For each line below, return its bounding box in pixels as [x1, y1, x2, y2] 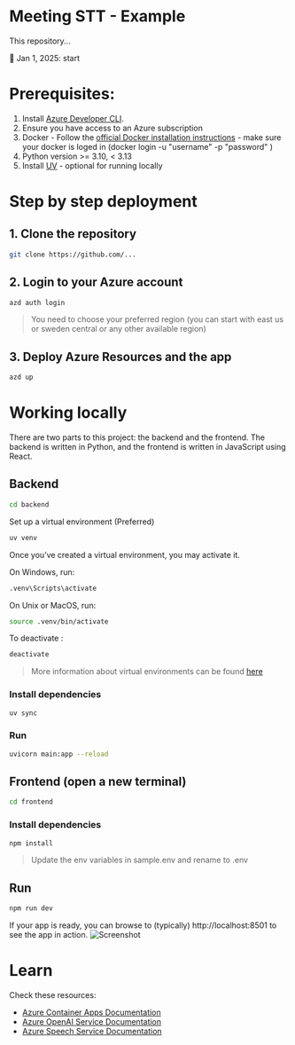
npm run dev [9, 904, 53, 913]
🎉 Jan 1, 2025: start [9, 52, 81, 63]
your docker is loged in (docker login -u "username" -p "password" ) [21, 141, 273, 152]
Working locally [9, 403, 128, 423]
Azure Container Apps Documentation [21, 1007, 161, 1017]
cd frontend [9, 797, 53, 806]
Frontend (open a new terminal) [9, 774, 187, 789]
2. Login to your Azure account [9, 275, 183, 290]
